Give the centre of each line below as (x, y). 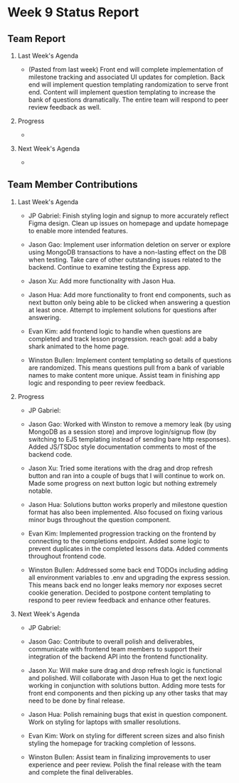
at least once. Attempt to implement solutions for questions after (122, 309)
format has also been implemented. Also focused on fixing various (125, 512)
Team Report (37, 39)
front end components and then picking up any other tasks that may (128, 693)
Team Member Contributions (73, 185)
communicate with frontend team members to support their (115, 649)
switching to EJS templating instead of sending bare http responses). (129, 439)
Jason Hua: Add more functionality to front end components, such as (129, 294)
